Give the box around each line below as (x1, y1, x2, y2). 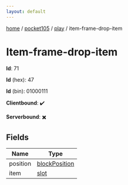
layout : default (6, 8, 46, 15)
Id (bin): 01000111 (6, 88, 48, 95)
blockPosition (36, 160, 75, 168)
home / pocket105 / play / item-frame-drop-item (6, 25, 123, 32)
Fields (6, 132, 29, 142)
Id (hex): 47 (6, 76, 34, 83)
